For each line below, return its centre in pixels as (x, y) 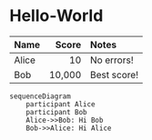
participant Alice (61, 104)
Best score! (114, 75)
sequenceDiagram (40, 96)
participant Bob (57, 112)
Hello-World (56, 16)
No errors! (111, 60)
